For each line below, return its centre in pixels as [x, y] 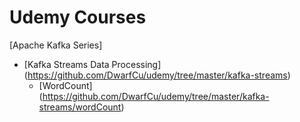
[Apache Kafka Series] [56, 45]
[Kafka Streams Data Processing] [92, 64]
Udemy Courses [78, 17]
